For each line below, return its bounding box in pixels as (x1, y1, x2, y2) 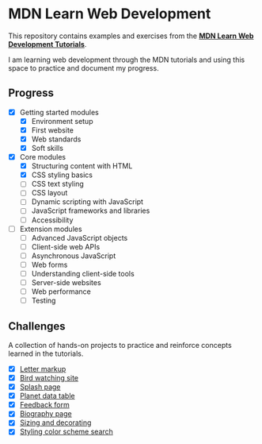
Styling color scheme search (19, 427, 113, 437)
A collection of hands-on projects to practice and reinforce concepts (8, 340, 232, 349)
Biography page (19, 409, 73, 419)
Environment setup (31, 116, 93, 125)
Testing (31, 295, 56, 306)
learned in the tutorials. (8, 349, 84, 358)
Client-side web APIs (31, 241, 101, 251)
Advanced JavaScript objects (31, 233, 128, 242)
